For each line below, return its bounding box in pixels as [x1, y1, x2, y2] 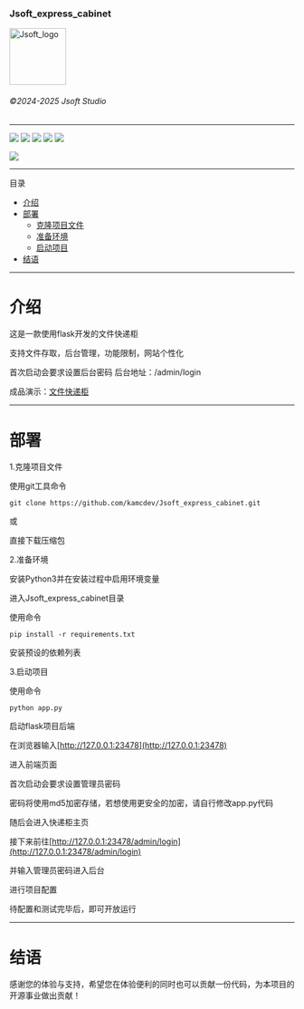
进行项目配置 [9, 884, 57, 895]
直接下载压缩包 [9, 535, 65, 546]
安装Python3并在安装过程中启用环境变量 [9, 573, 160, 584]
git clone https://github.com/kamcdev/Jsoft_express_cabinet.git [9, 499, 261, 508]
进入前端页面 [9, 759, 57, 770]
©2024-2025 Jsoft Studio [9, 95, 107, 106]
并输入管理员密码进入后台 [9, 865, 105, 876]
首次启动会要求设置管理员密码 [9, 778, 120, 790]
